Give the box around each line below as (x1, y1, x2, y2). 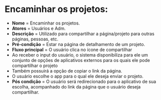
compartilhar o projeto (11, 62, 58, 68)
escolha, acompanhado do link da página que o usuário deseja (11, 83, 141, 89)
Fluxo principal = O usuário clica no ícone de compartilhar (11, 46, 133, 52)
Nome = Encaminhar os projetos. (11, 20, 80, 26)
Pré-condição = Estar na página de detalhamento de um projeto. (11, 41, 146, 47)
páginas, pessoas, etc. (11, 36, 58, 42)
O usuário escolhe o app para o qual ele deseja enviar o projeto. (11, 73, 144, 79)
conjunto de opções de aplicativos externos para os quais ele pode (11, 57, 150, 63)
